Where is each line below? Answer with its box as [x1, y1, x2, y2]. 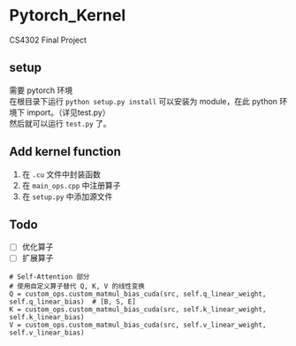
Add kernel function [9, 144, 122, 159]
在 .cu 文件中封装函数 [21, 169, 102, 180]
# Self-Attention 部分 [9, 272, 90, 281]
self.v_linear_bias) [9, 328, 86, 337]
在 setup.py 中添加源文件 [21, 191, 113, 202]
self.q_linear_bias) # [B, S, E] [9, 297, 137, 306]
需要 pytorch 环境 [9, 85, 73, 96]
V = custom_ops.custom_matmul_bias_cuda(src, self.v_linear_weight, [9, 320, 267, 329]
